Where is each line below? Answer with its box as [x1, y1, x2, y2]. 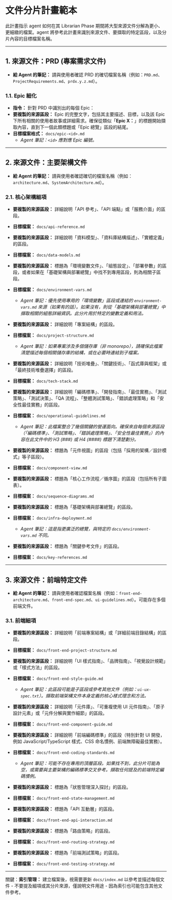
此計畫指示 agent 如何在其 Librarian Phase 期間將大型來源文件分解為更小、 [5, 23, 163, 29]
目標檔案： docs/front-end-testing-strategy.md [12, 860, 115, 867]
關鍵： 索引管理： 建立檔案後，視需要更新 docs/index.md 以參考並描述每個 [5, 876, 160, 883]
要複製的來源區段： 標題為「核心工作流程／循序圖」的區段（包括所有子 [12, 475, 162, 482]
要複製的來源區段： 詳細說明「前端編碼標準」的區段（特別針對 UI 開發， [12, 732, 165, 738]
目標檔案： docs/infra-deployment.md [12, 515, 92, 521]
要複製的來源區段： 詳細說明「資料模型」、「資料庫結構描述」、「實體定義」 [12, 235, 167, 241]
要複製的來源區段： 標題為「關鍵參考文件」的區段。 [12, 543, 122, 550]
